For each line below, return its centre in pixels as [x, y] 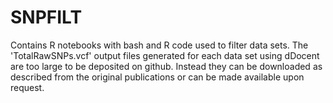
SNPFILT [46, 17]
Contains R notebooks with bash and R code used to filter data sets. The [159, 45]
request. [27, 87]
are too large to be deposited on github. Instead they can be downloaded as [166, 66]
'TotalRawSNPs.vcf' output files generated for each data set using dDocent [165, 55]
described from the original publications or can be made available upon [157, 77]
